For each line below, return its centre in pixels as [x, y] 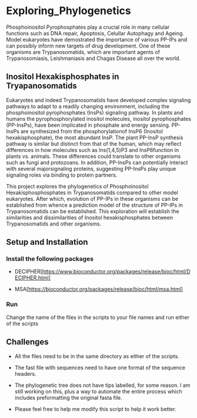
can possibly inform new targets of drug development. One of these [88, 46]
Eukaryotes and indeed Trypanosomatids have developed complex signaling [98, 100]
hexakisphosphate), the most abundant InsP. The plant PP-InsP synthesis [95, 137]
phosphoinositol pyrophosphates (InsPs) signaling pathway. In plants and [95, 112]
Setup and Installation [47, 242]
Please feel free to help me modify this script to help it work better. [95, 409]
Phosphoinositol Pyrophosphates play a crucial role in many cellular [88, 27]
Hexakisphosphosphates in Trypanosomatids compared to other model [92, 193]
